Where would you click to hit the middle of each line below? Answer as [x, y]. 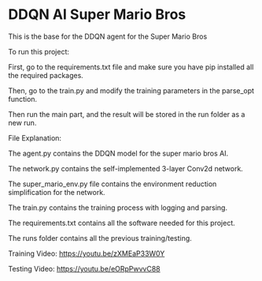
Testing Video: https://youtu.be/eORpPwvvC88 [85, 268]
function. [23, 99]
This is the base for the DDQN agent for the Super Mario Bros [108, 36]
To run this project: [39, 51]
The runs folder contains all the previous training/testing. [100, 238]
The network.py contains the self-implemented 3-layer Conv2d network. [126, 168]
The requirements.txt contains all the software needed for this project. [122, 223]
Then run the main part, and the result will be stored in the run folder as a [127, 114]
